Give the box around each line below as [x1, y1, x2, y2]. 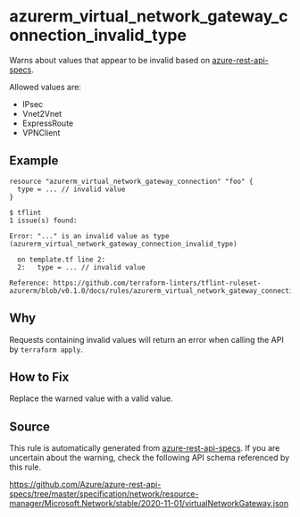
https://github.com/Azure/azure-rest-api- [9, 479, 162, 490]
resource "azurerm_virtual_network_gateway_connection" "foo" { [9, 177, 254, 186]
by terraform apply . [9, 344, 83, 354]
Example [9, 154, 59, 169]
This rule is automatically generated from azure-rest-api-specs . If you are [9, 443, 280, 454]
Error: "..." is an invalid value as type [9, 231, 170, 240]
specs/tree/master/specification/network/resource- [9, 488, 199, 499]
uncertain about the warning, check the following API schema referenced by [9, 453, 290, 463]
